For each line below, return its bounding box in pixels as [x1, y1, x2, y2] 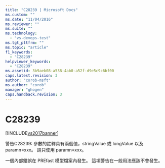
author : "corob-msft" [5, 78, 51, 83]
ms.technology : [5, 31, 37, 36]
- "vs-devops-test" [10, 36, 51, 41]
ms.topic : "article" [5, 45, 49, 50]
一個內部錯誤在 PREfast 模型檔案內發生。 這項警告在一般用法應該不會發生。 [5, 157, 163, 164]
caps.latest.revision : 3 [5, 73, 58, 78]
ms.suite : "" [5, 26, 33, 31]
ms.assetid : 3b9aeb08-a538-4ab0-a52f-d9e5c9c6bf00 [5, 69, 114, 74]
